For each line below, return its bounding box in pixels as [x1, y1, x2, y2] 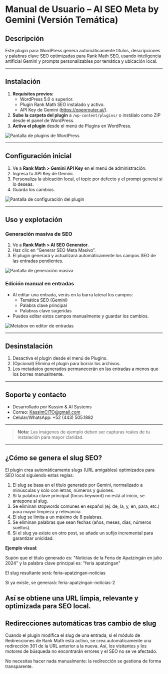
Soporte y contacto [5, 390, 66, 399]
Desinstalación [5, 342, 53, 350]
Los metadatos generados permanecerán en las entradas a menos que [12, 366, 158, 372]
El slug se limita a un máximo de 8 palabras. [12, 514, 103, 520]
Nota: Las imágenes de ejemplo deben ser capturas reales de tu [17, 429, 150, 435]
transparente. [5, 663, 33, 669]
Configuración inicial [5, 152, 71, 160]
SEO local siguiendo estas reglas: [5, 472, 74, 478]
